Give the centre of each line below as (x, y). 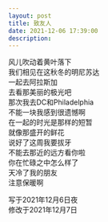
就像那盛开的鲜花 (36, 133)
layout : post (30, 16)
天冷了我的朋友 (33, 173)
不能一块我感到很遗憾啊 (47, 113)
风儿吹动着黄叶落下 (40, 62)
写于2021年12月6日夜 (43, 200)
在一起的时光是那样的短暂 (50, 122)
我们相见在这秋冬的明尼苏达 (54, 72)
